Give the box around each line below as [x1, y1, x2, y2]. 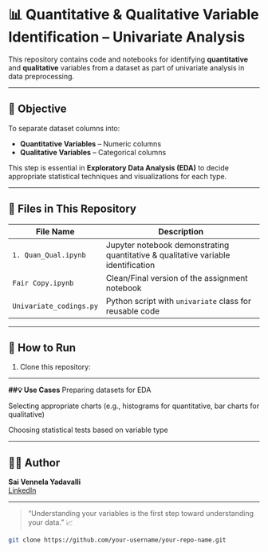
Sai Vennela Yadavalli [8, 477, 81, 487]
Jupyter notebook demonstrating [105, 239, 230, 250]
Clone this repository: [19, 362, 91, 372]
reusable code [105, 305, 160, 316]
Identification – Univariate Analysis [8, 28, 246, 46]
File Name [35, 226, 75, 237]
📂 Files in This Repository [8, 202, 137, 216]
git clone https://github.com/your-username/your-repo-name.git [8, 536, 227, 544]
